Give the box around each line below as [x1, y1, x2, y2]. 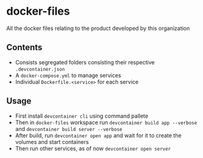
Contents [6, 42, 43, 53]
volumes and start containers [15, 138, 89, 145]
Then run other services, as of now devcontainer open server [15, 145, 171, 152]
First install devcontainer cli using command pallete [15, 112, 149, 119]
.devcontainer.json [15, 66, 65, 72]
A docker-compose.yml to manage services [15, 72, 121, 79]
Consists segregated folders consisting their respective [15, 58, 155, 66]
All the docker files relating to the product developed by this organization [6, 24, 190, 32]
